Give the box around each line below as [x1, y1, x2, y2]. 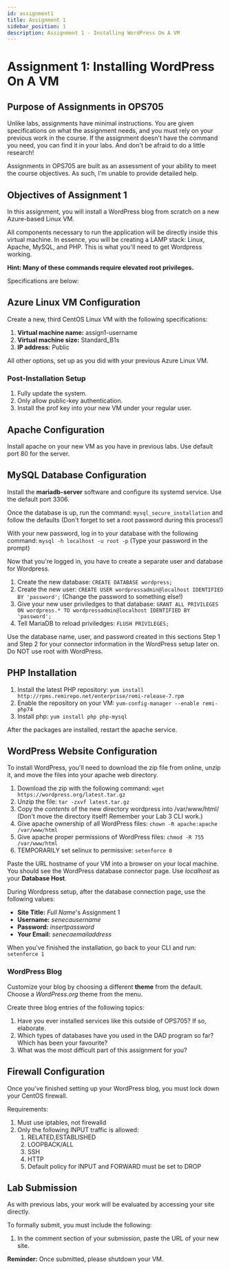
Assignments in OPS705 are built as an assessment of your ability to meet [7, 162, 217, 170]
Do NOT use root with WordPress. [7, 647, 103, 655]
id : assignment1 [7, 10, 54, 17]
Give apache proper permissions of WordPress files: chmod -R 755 [17, 833, 205, 841]
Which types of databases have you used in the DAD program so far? [17, 1031, 214, 1039]
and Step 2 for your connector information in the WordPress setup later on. [7, 639, 220, 648]
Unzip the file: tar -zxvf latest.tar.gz [17, 797, 129, 806]
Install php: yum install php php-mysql [17, 712, 127, 720]
